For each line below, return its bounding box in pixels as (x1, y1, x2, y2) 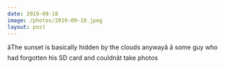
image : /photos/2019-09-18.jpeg (7, 17, 103, 24)
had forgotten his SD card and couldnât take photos (7, 54, 158, 62)
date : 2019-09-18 (7, 10, 59, 18)
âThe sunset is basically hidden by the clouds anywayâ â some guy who (7, 43, 218, 51)
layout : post (7, 23, 46, 30)
